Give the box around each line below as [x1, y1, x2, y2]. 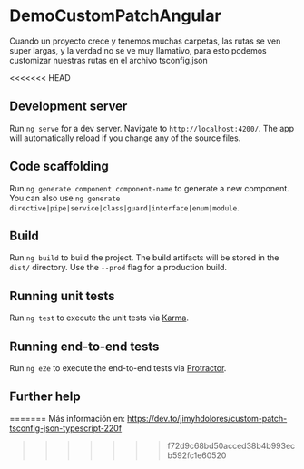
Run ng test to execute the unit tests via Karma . [9, 312, 189, 323]
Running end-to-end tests [9, 338, 160, 354]
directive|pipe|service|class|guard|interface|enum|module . [9, 201, 240, 213]
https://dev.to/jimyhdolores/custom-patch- [126, 413, 288, 424]
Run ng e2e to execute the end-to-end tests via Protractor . [9, 363, 227, 373]
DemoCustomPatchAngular [9, 5, 221, 26]
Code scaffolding [9, 159, 109, 174]
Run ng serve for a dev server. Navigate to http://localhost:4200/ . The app [9, 122, 295, 133]
